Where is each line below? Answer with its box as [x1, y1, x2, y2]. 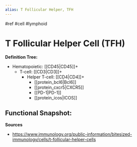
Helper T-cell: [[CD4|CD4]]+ [27, 74, 84, 80]
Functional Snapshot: [5, 109, 72, 117]
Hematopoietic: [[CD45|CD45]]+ [12, 63, 79, 69]
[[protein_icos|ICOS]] [34, 95, 78, 100]
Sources [5, 122, 23, 128]
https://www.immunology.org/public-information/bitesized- [12, 131, 133, 137]
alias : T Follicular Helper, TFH [5, 7, 74, 12]
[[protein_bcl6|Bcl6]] [34, 79, 77, 85]
